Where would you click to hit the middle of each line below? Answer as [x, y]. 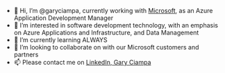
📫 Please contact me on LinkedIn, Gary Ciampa [82, 62]
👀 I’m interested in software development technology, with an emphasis [116, 25]
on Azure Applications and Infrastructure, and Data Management [106, 32]
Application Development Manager [63, 18]
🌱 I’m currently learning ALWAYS [60, 40]
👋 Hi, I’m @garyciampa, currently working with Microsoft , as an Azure [113, 11]
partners [26, 54]
